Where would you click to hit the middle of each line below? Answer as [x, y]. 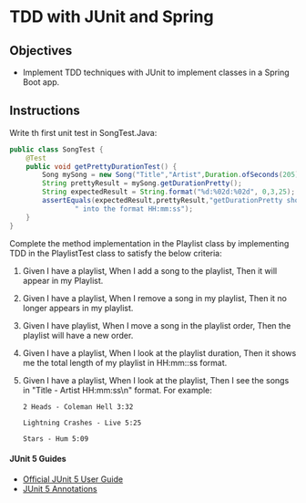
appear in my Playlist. [63, 280]
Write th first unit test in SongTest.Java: [83, 132]
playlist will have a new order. [78, 335]
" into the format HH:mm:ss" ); [134, 209]
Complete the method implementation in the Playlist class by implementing [149, 243]
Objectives [41, 51]
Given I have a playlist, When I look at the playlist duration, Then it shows [159, 352]
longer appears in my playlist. [78, 308]
